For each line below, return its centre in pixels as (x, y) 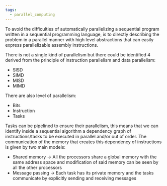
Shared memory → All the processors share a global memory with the (85, 157)
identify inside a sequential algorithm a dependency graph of (68, 131)
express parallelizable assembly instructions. (52, 45)
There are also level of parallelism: (41, 96)
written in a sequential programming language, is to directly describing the (82, 34)
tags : (11, 10)
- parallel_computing (32, 15)
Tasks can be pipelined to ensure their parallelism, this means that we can (82, 126)
